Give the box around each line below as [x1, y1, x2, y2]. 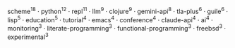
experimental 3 [7, 31, 49, 41]
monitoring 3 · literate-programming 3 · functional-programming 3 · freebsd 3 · [7, 23, 227, 32]
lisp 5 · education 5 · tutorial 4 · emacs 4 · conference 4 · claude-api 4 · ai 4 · [7, 14, 213, 24]
